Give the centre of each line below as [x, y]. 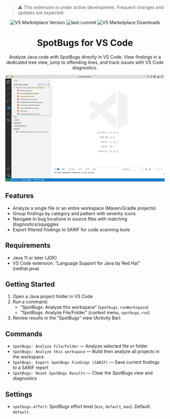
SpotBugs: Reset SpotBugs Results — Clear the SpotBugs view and [82, 373]
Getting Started [30, 285]
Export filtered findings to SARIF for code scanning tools [71, 229]
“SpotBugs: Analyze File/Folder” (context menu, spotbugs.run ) [85, 313]
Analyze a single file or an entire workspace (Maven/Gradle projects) [84, 208]
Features [19, 196]
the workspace [28, 357]
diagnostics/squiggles [36, 224]
